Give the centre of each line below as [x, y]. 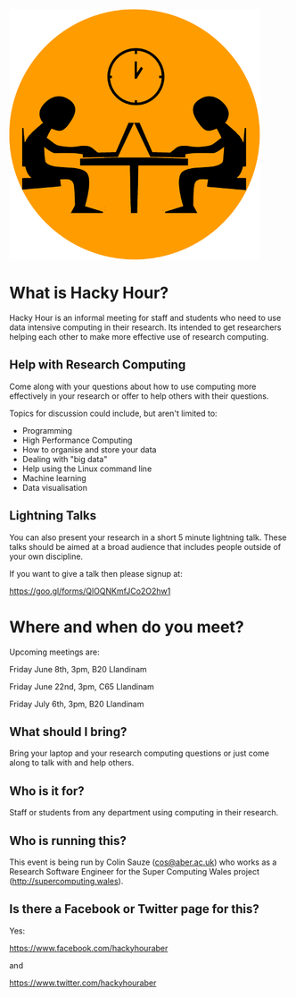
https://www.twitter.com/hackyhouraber [83, 983]
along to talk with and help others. [72, 763]
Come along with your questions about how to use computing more [133, 386]
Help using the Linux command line [87, 469]
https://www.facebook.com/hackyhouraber [89, 948]
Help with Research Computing [98, 365]
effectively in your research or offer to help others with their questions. [139, 396]
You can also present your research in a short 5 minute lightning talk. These [148, 537]
